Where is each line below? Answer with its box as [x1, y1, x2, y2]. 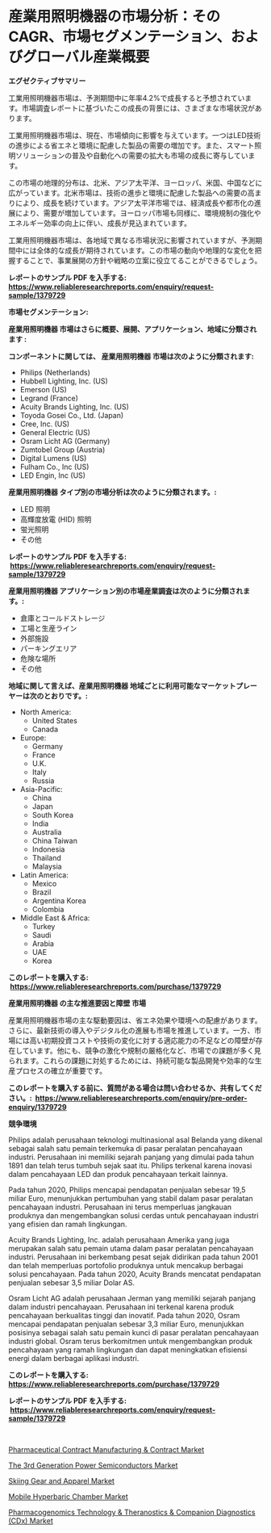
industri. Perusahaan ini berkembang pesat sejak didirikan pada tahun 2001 [8, 1252, 259, 1262]
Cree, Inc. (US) [19, 419, 70, 429]
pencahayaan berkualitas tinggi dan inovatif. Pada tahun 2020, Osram [8, 1310, 240, 1320]
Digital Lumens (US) [19, 453, 87, 463]
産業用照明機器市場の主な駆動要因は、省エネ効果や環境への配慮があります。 [8, 1015, 262, 1025]
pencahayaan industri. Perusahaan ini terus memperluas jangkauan [8, 1202, 232, 1212]
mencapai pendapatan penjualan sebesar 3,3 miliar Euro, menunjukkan [8, 1319, 244, 1329]
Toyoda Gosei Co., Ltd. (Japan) [19, 410, 124, 420]
